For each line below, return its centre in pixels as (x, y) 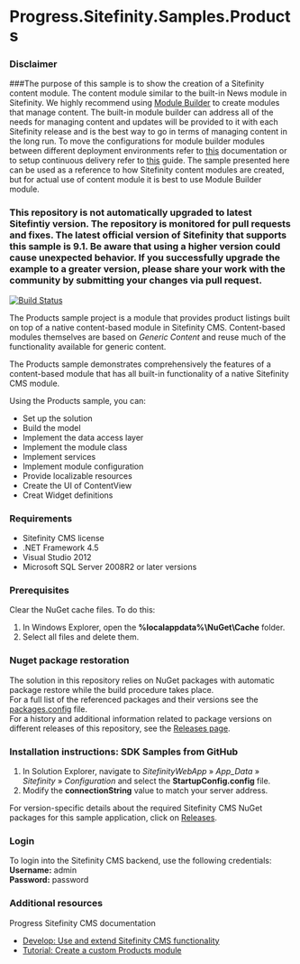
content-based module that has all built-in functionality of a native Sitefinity (150, 373)
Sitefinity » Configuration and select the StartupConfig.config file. (146, 781)
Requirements (41, 519)
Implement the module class (75, 447)
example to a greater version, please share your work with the (147, 269)
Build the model (51, 427)
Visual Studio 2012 (57, 557)
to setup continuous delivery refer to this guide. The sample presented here (150, 161)
